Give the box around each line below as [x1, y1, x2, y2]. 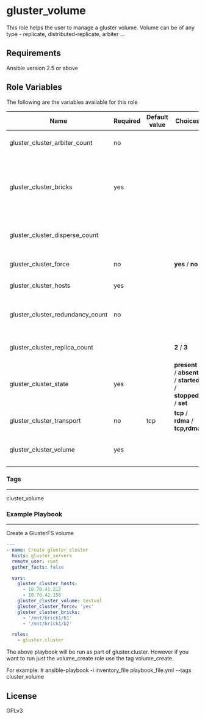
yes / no [174, 260, 198, 268]
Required [113, 117, 141, 125]
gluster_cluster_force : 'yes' [17, 603, 95, 610]
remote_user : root [12, 558, 59, 564]
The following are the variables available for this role [6, 98, 138, 106]
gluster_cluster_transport [9, 416, 81, 425]
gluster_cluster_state [9, 379, 69, 388]
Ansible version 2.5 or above [6, 64, 78, 71]
